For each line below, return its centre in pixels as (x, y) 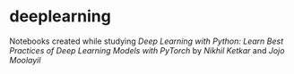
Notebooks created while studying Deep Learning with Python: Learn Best (147, 41)
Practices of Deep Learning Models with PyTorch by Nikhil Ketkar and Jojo (147, 50)
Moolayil (25, 60)
